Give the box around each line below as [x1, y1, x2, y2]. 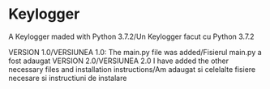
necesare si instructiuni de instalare [8, 73, 127, 83]
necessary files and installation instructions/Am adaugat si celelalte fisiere [8, 64, 256, 74]
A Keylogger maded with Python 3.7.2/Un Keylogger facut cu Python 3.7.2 [8, 32, 255, 41]
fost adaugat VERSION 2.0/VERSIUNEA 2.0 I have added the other [8, 56, 229, 66]
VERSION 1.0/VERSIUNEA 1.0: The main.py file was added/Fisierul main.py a [8, 47, 262, 57]
